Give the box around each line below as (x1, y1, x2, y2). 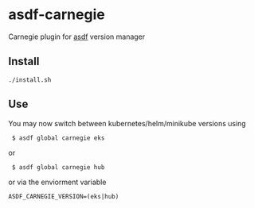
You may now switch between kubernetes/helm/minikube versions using (8, 118, 247, 128)
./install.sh (8, 75, 52, 84)
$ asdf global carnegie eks (11, 133, 105, 142)
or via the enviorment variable (8, 177, 107, 187)
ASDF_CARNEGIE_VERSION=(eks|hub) (8, 192, 119, 200)
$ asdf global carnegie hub (11, 163, 105, 171)
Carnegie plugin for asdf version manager (8, 32, 146, 41)
